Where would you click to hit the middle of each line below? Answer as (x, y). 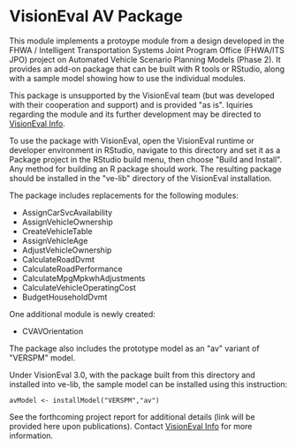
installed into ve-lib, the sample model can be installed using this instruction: (148, 384)
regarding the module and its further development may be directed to (135, 114)
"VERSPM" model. (42, 357)
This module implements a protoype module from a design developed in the (147, 41)
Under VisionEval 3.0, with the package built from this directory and (133, 375)
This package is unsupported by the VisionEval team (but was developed (142, 95)
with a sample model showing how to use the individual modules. (127, 78)
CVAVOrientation (53, 331)
